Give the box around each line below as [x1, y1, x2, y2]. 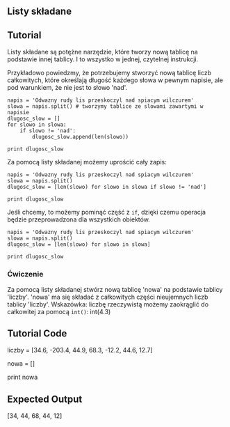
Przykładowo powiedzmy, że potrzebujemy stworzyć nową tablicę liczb [7, 69, 212, 77]
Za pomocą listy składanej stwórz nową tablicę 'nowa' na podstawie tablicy [7, 285, 223, 293]
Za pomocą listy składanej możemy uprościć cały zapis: [7, 158, 167, 166]
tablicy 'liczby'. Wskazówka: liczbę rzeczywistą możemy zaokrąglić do [7, 300, 209, 309]
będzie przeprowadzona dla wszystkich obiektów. [7, 215, 151, 224]
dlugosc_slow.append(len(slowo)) [32, 134, 129, 141]
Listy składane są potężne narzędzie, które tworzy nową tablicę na [7, 48, 198, 56]
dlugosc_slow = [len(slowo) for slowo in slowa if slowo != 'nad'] [7, 184, 207, 191]
